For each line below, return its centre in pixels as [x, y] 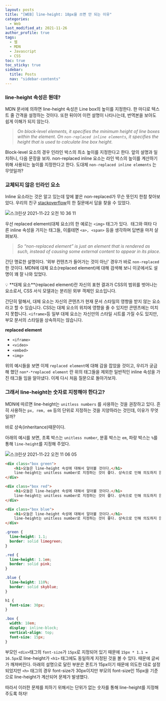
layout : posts [20, 10]
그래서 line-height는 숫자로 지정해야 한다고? [55, 392]
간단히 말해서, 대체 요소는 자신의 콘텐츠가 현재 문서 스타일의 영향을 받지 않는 [78, 301]
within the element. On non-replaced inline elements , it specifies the [88, 137]
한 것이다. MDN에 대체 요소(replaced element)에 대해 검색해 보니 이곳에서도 [79, 268]
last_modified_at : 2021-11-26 [36, 28]
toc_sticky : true [23, 65]
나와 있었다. [36, 274]
